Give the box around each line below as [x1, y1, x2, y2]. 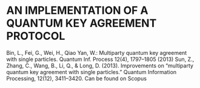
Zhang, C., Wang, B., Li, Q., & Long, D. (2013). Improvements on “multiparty [6, 61, 194, 69]
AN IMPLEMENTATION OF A [6, 4, 148, 17]
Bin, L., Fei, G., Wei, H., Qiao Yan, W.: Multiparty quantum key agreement [6, 49, 187, 56]
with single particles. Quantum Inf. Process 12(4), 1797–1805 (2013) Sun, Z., [6, 55, 195, 63]
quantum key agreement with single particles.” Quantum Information [6, 68, 177, 75]
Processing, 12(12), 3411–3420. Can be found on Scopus [6, 75, 147, 82]
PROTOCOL [6, 30, 65, 43]
